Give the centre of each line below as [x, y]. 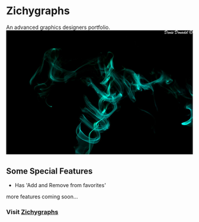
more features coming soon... [42, 197]
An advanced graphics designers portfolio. [58, 27]
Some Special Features [49, 171]
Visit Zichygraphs [32, 212]
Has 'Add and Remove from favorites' [60, 185]
